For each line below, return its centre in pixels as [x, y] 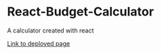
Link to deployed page [39, 43]
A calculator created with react [51, 30]
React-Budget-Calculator [80, 12]
